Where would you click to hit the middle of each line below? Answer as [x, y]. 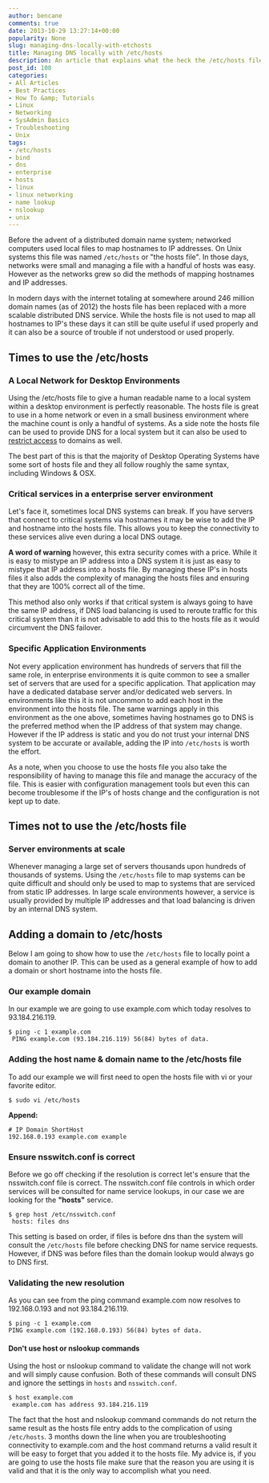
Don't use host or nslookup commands [74, 1348]
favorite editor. [32, 1085]
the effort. [25, 751]
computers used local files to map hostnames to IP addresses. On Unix [125, 249]
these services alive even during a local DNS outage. [95, 537]
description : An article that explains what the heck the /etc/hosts [127, 61]
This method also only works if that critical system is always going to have [131, 602]
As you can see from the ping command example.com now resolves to [124, 1300]
